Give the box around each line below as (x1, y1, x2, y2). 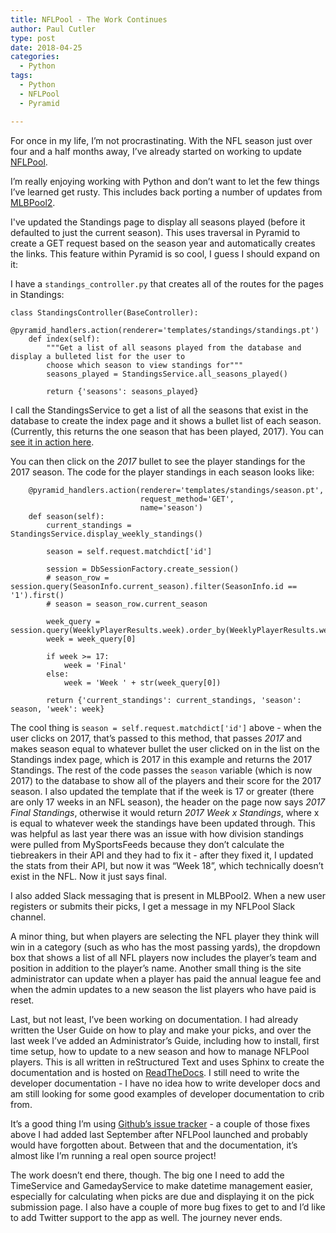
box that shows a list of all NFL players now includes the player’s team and (10, 951, 317, 963)
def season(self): (28, 511, 105, 521)
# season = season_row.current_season (46, 599, 208, 609)
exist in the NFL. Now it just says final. (10, 870, 167, 882)
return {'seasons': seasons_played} (46, 386, 199, 396)
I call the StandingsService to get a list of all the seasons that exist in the (10, 404, 309, 416)
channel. (10, 911, 47, 923)
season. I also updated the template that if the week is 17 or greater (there (10, 785, 315, 797)
